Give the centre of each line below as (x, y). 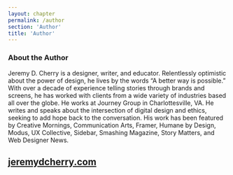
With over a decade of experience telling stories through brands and (106, 87)
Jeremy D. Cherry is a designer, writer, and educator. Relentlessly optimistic (117, 73)
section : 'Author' (35, 27)
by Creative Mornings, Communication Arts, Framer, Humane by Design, (112, 125)
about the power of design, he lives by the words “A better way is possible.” (117, 80)
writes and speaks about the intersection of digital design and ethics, (107, 110)
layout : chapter (31, 14)
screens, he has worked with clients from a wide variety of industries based (117, 95)
